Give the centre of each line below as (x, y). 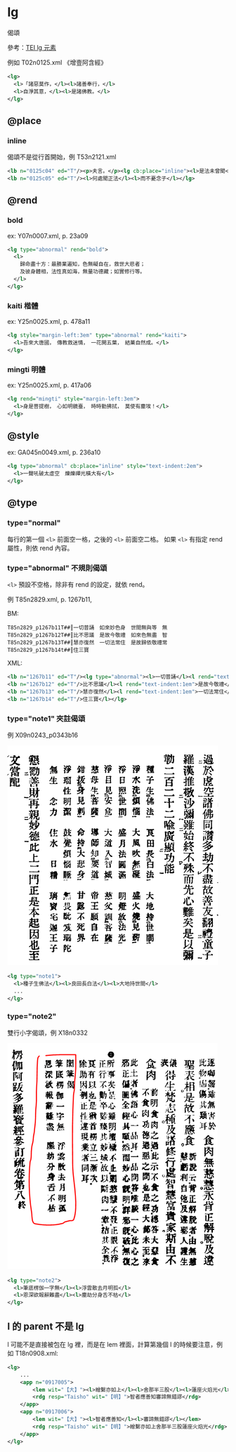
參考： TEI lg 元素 (32, 47)
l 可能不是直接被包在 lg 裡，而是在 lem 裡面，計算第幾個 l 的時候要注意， (112, 1344)
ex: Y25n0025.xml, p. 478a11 (49, 322)
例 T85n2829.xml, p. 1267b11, (50, 600)
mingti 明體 (26, 369)
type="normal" (34, 523)
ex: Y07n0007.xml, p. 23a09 (48, 235)
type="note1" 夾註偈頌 (46, 719)
